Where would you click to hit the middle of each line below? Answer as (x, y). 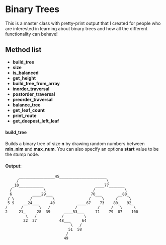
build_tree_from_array (36, 83)
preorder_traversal (32, 99)
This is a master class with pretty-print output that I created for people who (83, 23)
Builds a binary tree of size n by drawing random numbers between (75, 143)
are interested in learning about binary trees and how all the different (76, 28)
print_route (24, 115)
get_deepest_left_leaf (36, 121)
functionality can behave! (31, 34)
